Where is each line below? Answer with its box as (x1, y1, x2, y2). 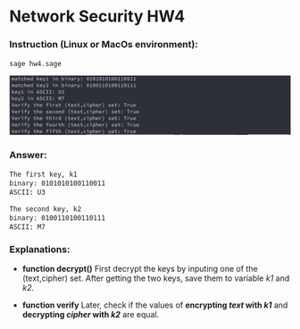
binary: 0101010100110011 (9, 179, 105, 189)
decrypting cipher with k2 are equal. (21, 309, 160, 320)
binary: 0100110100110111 (9, 214, 105, 223)
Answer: (9, 148, 47, 161)
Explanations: (9, 243, 71, 256)
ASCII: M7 (9, 223, 46, 232)
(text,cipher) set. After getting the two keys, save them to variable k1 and (21, 273, 290, 283)
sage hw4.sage (9, 60, 62, 69)
